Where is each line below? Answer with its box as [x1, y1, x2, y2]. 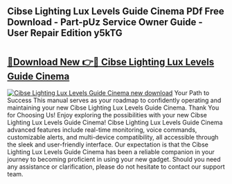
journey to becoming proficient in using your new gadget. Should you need [7, 156, 221, 163]
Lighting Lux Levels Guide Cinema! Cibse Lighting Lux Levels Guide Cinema [7, 118, 223, 126]
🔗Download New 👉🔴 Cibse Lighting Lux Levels [7, 56, 215, 68]
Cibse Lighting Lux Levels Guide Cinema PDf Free [7, 6, 225, 17]
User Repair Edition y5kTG [7, 27, 123, 39]
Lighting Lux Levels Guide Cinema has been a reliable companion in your [7, 148, 215, 156]
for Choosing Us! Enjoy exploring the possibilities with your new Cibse [7, 111, 208, 119]
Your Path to [174, 89, 210, 97]
